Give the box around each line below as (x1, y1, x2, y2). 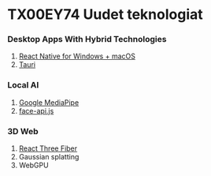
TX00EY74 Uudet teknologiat (7, 6, 203, 24)
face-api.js (18, 106, 54, 115)
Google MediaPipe (18, 97, 80, 107)
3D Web (7, 125, 39, 137)
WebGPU (18, 160, 49, 170)
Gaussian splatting (18, 152, 80, 162)
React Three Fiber (18, 144, 78, 153)
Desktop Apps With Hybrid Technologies (7, 34, 167, 45)
